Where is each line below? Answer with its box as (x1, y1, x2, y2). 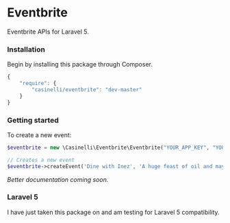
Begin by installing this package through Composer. (7, 60, 153, 69)
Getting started (7, 115, 60, 125)
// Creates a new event (7, 156, 75, 163)
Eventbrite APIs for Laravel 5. (7, 27, 89, 36)
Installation (7, 45, 46, 54)
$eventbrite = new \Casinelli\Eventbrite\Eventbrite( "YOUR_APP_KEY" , (7, 144, 210, 151)
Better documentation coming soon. (7, 175, 109, 183)
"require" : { (19, 80, 57, 87)
